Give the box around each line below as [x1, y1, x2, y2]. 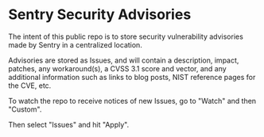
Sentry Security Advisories [8, 6, 192, 24]
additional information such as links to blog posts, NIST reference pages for [8, 72, 256, 82]
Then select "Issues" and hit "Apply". [8, 120, 130, 129]
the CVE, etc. [8, 81, 52, 90]
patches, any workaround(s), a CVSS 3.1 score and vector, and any [8, 63, 227, 73]
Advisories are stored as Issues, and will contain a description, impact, [8, 55, 239, 65]
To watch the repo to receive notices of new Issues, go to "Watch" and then [8, 96, 257, 105]
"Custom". [8, 105, 42, 114]
